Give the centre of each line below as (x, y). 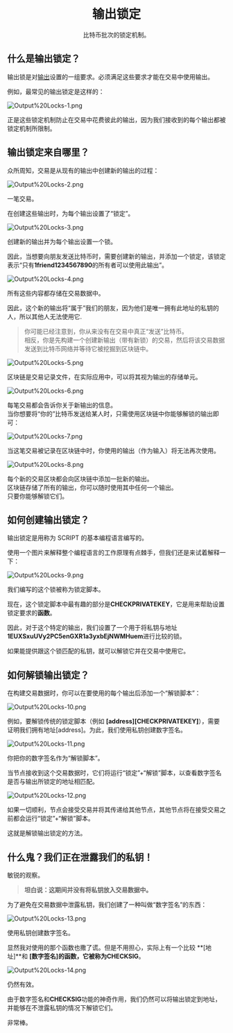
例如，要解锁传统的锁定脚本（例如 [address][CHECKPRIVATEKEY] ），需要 (114, 722)
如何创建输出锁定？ (48, 520)
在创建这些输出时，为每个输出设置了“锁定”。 (71, 213)
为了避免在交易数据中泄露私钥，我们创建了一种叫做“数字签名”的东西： (107, 905)
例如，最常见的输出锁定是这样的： (56, 92)
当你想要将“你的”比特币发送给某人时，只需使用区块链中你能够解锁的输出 (110, 413)
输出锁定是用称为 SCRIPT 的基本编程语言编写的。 (77, 538)
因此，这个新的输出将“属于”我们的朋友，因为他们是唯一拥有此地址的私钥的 (113, 308)
